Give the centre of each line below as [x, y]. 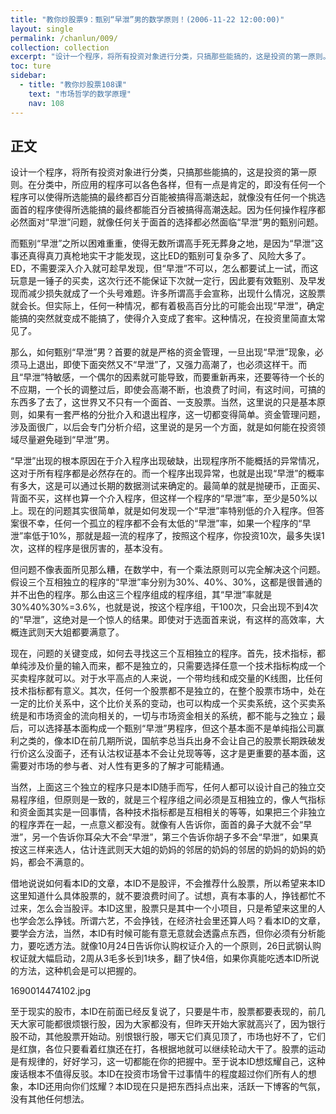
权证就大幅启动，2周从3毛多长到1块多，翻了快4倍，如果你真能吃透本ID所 [160, 958]
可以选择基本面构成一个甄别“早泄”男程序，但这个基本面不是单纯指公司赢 [176, 728]
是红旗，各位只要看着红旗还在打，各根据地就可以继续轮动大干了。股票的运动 [168, 1049]
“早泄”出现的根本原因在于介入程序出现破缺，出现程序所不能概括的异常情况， [167, 461]
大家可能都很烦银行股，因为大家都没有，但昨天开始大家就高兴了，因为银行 [172, 1024]
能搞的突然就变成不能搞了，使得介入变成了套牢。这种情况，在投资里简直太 [163, 318]
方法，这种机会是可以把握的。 [80, 971]
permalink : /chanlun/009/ [64, 38]
